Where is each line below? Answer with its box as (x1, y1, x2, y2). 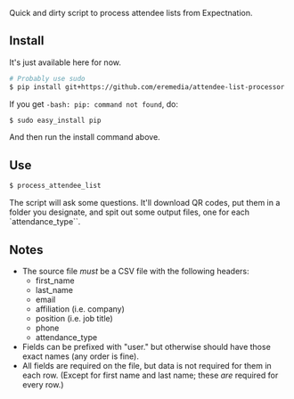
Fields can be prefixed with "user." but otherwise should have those (21, 341, 272, 352)
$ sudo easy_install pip (9, 116, 102, 125)
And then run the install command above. (9, 132, 160, 142)
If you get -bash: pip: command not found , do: (9, 98, 178, 110)
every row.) (21, 379, 64, 390)
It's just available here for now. (9, 57, 122, 68)
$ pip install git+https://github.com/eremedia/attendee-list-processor (9, 82, 285, 92)
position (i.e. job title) (35, 313, 113, 323)
